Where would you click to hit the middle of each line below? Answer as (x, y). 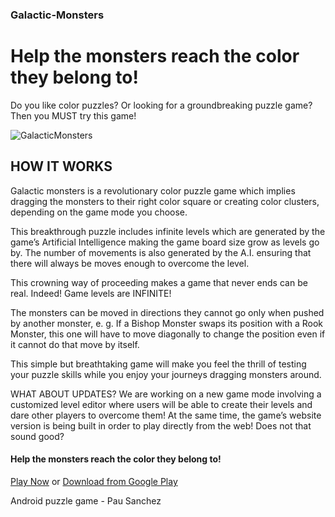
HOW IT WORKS (61, 166)
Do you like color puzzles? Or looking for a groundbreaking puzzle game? (161, 105)
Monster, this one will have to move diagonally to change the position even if (168, 334)
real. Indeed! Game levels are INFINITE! (91, 293)
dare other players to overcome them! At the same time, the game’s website (166, 415)
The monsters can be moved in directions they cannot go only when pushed (167, 312)
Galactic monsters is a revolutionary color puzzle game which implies (153, 190)
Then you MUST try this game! (73, 115)
